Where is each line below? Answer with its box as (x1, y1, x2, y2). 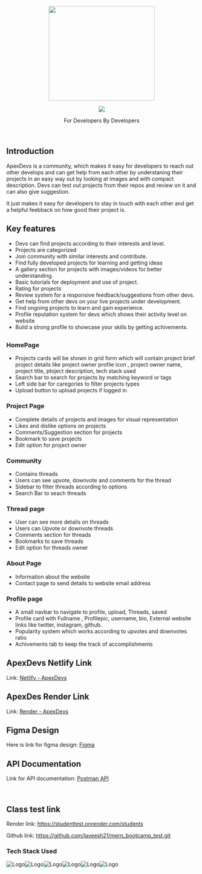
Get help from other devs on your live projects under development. (15, 297, 181, 305)
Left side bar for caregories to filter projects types (15, 380, 140, 387)
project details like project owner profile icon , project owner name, (15, 361, 183, 369)
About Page (6, 559, 42, 568)
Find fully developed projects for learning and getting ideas (15, 259, 163, 266)
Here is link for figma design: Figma (6, 741, 95, 749)
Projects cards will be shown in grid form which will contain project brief (15, 355, 195, 362)
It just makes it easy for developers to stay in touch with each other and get (6, 200, 194, 207)
